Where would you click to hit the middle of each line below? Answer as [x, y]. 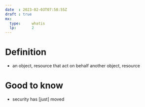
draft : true [18, 14]
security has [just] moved [38, 99]
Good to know [34, 86]
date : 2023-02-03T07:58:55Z [36, 10]
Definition [26, 52]
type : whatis [27, 23]
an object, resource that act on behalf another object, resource [76, 66]
